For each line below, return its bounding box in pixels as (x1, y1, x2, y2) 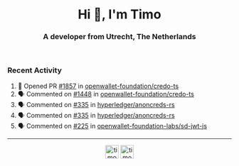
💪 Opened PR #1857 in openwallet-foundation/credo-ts (17, 82, 179, 90)
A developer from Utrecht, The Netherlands (43, 32, 196, 42)
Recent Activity (7, 65, 63, 75)
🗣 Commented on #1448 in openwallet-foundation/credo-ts (17, 89, 194, 98)
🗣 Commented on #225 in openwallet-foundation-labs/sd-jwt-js (17, 121, 208, 130)
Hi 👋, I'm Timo (78, 6, 161, 23)
